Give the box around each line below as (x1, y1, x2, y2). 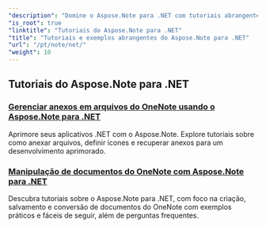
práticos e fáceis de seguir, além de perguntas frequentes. (8, 211, 199, 220)
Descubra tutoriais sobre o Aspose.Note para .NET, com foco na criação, (8, 193, 246, 203)
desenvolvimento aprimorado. (8, 146, 106, 155)
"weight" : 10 (8, 48, 51, 56)
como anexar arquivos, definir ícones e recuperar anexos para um (8, 138, 223, 147)
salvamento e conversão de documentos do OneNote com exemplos (8, 202, 232, 211)
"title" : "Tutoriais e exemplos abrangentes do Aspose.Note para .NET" (8, 33, 249, 42)
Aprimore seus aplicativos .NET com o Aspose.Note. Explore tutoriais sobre (8, 129, 255, 139)
